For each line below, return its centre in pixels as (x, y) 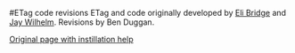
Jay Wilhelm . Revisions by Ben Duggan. (82, 22)
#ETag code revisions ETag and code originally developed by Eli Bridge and (148, 13)
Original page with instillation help (71, 39)
